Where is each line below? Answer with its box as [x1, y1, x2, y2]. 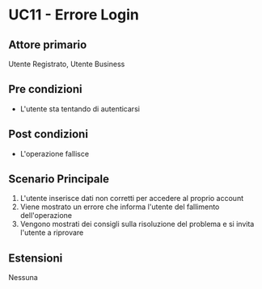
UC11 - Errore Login [8, 6, 139, 24]
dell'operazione [19, 211, 73, 220]
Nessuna [8, 273, 38, 283]
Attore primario [8, 38, 87, 52]
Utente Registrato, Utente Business [8, 59, 125, 69]
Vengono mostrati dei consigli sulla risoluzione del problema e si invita [19, 220, 255, 229]
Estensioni [8, 251, 63, 265]
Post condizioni [8, 128, 89, 141]
